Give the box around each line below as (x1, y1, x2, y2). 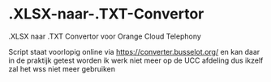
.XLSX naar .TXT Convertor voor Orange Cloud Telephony (8, 31, 201, 41)
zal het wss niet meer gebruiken (8, 64, 116, 73)
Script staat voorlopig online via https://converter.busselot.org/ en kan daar (8, 47, 260, 56)
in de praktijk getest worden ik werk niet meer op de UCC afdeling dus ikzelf (8, 55, 264, 65)
